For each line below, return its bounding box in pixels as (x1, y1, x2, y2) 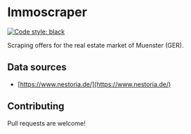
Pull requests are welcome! (7, 119, 86, 127)
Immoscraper (7, 4, 88, 20)
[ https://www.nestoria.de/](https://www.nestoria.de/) (17, 80, 171, 88)
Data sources (7, 61, 67, 74)
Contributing (7, 100, 65, 112)
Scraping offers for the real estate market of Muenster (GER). (7, 41, 184, 49)
